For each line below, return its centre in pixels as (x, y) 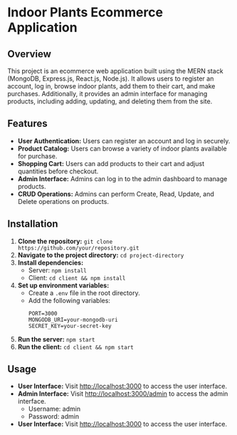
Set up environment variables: (63, 285)
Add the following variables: (69, 300)
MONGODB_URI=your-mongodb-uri (73, 319)
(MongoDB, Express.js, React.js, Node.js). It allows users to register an (111, 78)
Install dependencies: (51, 262)
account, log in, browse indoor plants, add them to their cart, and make (111, 86)
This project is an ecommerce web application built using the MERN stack (115, 71)
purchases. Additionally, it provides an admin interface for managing (107, 94)
